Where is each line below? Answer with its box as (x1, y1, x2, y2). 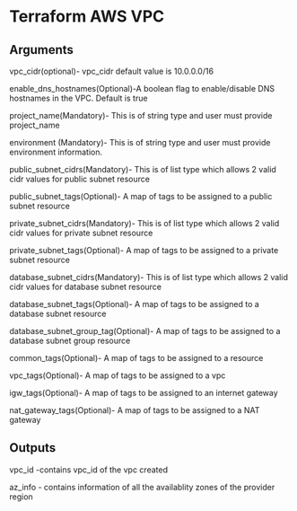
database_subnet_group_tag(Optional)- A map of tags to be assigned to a (9, 326, 281, 336)
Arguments (9, 42, 74, 57)
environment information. (9, 146, 103, 157)
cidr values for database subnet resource (9, 281, 162, 292)
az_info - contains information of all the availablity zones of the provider (9, 481, 275, 492)
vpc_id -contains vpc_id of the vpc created (9, 464, 169, 475)
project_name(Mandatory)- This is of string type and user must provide (9, 110, 273, 120)
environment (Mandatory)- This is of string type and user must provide (9, 137, 271, 147)
